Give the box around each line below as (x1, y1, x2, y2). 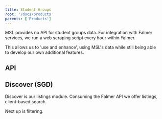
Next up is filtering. (5, 108, 44, 114)
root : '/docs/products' (5, 12, 54, 17)
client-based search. (5, 98, 47, 104)
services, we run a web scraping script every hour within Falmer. (5, 35, 136, 41)
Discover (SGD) (5, 80, 53, 89)
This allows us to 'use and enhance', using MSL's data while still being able (5, 45, 156, 50)
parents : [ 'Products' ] (5, 16, 51, 21)
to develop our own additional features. (5, 49, 84, 55)
